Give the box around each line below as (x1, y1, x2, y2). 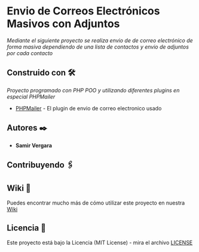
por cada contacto (7, 49, 53, 56)
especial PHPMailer (7, 93, 56, 100)
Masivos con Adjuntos (7, 17, 120, 31)
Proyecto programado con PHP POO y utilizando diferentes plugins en (7, 86, 180, 94)
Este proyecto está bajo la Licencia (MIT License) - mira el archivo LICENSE (7, 239, 193, 246)
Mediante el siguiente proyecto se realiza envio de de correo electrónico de (7, 37, 193, 44)
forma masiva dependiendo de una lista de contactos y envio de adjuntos (7, 43, 189, 50)
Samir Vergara (15, 142, 53, 149)
